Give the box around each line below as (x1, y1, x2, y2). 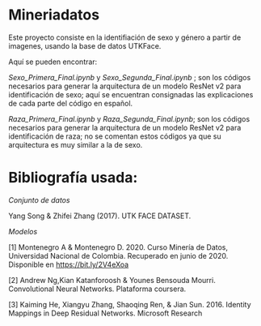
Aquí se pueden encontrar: (8, 57, 98, 66)
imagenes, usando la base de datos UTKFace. (8, 41, 162, 50)
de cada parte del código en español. (8, 98, 133, 108)
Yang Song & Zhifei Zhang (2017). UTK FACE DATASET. (8, 211, 192, 221)
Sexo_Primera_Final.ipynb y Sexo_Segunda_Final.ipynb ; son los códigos (8, 72, 251, 82)
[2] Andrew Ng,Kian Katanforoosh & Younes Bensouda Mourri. (8, 275, 216, 285)
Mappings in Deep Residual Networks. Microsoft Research (8, 308, 203, 318)
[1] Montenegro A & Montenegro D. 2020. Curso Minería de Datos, (8, 242, 229, 252)
